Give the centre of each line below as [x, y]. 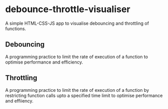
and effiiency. [19, 101]
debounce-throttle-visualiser [68, 9]
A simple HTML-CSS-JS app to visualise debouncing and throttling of [77, 23]
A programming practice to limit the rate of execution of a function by [77, 90]
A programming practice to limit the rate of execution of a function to [77, 57]
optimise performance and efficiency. [44, 62]
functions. [16, 28]
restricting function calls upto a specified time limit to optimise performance [84, 95]
